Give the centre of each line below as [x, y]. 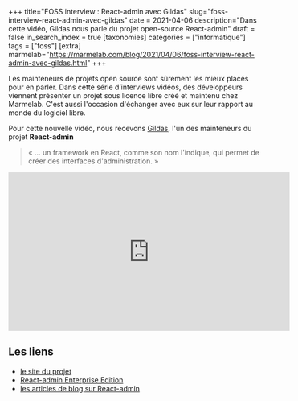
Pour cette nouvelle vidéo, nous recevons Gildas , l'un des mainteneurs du [130, 128]
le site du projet [46, 371]
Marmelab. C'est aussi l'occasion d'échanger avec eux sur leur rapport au [131, 104]
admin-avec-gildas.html [48, 63]
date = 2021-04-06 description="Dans [193, 20]
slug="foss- [208, 12]
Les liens [31, 352]
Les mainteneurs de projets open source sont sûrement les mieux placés [129, 79]
